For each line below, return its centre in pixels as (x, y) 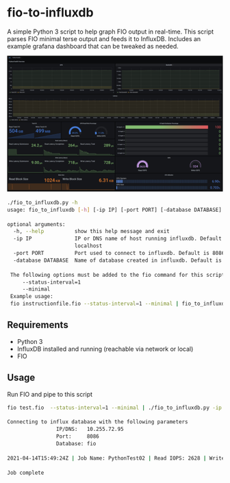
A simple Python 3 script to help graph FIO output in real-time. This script (111, 32)
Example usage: (31, 297)
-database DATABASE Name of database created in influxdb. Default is (118, 260)
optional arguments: (37, 224)
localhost (88, 246)
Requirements (38, 325)
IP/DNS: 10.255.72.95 (90, 430)
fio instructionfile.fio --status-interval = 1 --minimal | (94, 304)
